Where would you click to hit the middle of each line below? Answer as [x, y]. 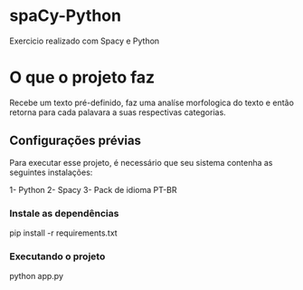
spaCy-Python [66, 16]
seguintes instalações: [51, 172]
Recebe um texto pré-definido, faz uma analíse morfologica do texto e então [151, 102]
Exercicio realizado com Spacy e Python [85, 41]
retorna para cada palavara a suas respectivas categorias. [118, 112]
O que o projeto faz [82, 77]
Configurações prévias [76, 141]
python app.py [37, 276]
